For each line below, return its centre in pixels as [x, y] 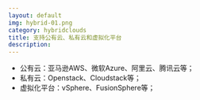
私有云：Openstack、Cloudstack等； [80, 78]
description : [30, 45]
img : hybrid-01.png [40, 23]
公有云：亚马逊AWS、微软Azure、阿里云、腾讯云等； [107, 69]
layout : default [35, 15]
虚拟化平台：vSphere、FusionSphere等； [87, 88]
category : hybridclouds [48, 30]
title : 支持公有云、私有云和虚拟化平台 [65, 37]
